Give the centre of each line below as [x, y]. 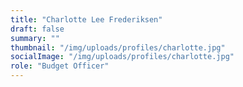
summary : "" [35, 38]
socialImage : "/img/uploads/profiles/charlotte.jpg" [122, 57]
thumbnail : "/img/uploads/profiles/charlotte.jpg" [118, 47]
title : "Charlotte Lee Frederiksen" [86, 19]
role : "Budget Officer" [60, 66]
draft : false [37, 29]
